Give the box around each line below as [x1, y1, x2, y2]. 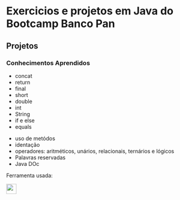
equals [14, 123, 32, 130]
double [14, 98, 33, 105]
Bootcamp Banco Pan [6, 17, 115, 31]
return [14, 78, 31, 86]
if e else [14, 117, 35, 124]
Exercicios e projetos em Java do [6, 4, 174, 18]
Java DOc [14, 160, 40, 167]
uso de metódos [14, 135, 56, 142]
